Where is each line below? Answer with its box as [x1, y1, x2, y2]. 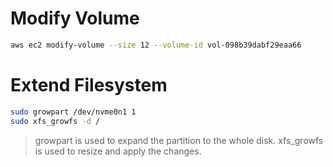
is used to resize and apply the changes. [34, 145, 202, 157]
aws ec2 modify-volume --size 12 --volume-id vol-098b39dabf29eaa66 [10, 40, 302, 50]
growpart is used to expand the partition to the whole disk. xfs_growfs [34, 134, 324, 146]
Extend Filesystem [10, 74, 168, 96]
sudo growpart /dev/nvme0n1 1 [10, 107, 137, 117]
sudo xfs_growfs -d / [10, 116, 101, 126]
